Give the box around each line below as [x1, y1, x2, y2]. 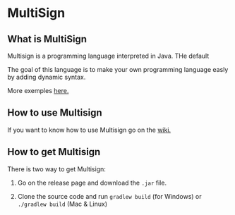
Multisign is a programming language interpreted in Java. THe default [7, 51, 210, 60]
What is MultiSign [7, 33, 87, 45]
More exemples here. [7, 87, 69, 94]
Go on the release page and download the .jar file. [17, 178, 167, 187]
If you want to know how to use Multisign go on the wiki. [7, 125, 171, 134]
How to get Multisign [7, 146, 101, 158]
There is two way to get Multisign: [7, 164, 106, 173]
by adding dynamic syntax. [7, 73, 86, 81]
